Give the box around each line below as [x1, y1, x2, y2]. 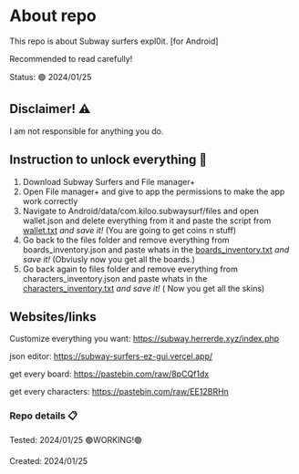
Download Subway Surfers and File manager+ [22, 176, 196, 187]
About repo [9, 5, 98, 26]
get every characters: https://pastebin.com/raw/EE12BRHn [9, 386, 230, 397]
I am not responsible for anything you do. [9, 125, 164, 137]
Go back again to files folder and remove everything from [22, 263, 239, 274]
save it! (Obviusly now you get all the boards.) [22, 253, 196, 264]
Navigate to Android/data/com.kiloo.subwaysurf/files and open [22, 205, 260, 216]
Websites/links [9, 309, 98, 325]
